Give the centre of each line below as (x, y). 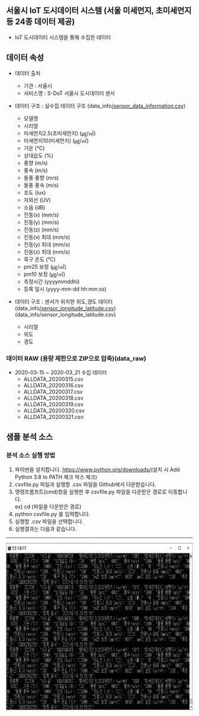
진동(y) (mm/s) (41, 222)
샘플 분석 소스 (30, 437)
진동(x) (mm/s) (41, 215)
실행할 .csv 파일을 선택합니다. (49, 521)
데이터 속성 (25, 58)
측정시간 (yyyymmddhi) (52, 281)
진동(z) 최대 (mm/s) (47, 252)
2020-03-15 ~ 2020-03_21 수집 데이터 (61, 372)
